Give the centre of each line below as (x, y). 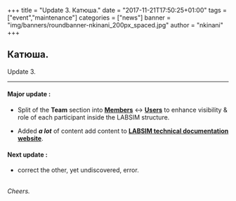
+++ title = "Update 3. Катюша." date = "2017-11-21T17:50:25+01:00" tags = (117, 10)
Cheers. (19, 191)
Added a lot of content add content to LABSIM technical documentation (123, 131)
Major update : (29, 94)
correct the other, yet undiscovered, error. (78, 170)
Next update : (27, 155)
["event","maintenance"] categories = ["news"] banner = (89, 18)
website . (30, 138)
